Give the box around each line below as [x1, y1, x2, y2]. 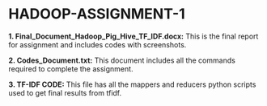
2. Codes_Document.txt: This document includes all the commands [8, 55, 236, 65]
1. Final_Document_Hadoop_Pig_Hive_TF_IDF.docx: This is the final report [8, 31, 259, 41]
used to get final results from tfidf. [8, 88, 122, 97]
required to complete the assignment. [8, 63, 133, 73]
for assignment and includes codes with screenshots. [8, 39, 187, 49]
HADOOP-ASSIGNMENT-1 [8, 5, 186, 23]
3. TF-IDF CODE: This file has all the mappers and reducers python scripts [8, 79, 256, 89]
